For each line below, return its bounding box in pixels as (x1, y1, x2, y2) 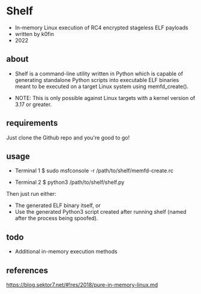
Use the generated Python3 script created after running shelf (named (14, 208, 187, 216)
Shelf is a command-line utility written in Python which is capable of (14, 70, 184, 77)
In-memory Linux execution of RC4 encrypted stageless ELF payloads (14, 24, 188, 31)
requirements (6, 118, 58, 128)
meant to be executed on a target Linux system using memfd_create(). (14, 83, 189, 90)
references (6, 265, 49, 275)
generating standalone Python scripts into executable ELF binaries (14, 76, 179, 83)
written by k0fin (14, 30, 54, 37)
